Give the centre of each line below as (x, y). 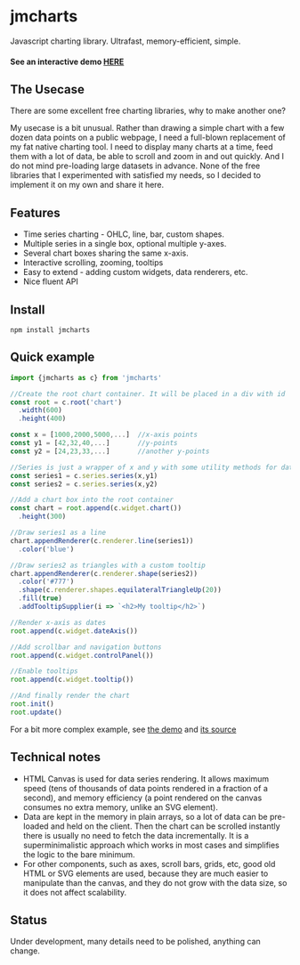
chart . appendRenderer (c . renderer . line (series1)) (102, 540)
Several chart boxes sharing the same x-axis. (106, 253)
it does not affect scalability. (75, 892)
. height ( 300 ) (42, 517)
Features (35, 212)
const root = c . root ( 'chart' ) (66, 402)
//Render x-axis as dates (58, 622)
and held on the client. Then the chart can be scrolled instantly (165, 826)
